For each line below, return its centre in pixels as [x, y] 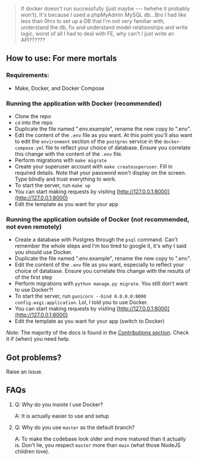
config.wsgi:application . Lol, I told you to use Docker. [81, 302]
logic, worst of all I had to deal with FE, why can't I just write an [97, 34]
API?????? [33, 40]
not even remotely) [34, 227]
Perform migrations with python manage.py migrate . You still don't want [101, 283]
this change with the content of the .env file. [69, 154]
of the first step [33, 278]
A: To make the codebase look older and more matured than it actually [100, 439]
